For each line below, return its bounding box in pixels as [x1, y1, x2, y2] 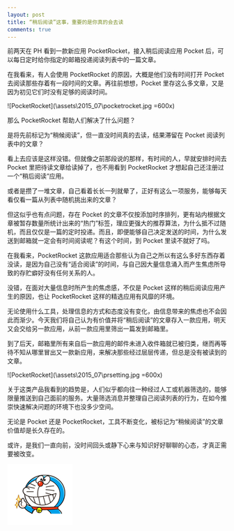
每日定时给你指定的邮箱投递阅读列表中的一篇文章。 [13, 56, 160, 64]
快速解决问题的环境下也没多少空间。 [13, 403, 117, 411]
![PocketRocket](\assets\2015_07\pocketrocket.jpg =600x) [7, 102, 175, 110]
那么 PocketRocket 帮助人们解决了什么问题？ [7, 116, 136, 125]
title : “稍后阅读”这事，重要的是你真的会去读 [7, 18, 124, 26]
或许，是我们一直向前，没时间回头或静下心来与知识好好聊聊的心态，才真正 [7, 441, 221, 449]
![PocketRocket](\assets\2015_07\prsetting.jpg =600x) [7, 371, 163, 380]
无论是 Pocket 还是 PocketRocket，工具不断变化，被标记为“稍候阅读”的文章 [7, 417, 224, 426]
